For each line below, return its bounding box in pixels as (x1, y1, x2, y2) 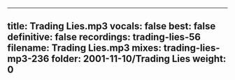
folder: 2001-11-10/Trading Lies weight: (51, 53, 227, 65)
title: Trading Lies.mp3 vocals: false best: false (7, 20, 216, 32)
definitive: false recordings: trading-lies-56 (7, 31, 201, 43)
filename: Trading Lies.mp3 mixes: (7, 42, 162, 54)
